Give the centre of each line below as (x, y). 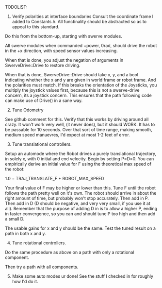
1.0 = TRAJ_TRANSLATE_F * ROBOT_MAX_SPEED (55, 178)
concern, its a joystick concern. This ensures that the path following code (78, 95)
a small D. (15, 219)
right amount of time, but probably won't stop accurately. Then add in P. (77, 198)
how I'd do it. (25, 281)
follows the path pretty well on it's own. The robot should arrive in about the (81, 193)
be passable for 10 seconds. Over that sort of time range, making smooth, (79, 130)
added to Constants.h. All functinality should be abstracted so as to (79, 22)
